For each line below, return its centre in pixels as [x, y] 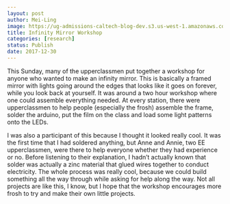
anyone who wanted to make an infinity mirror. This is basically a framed [109, 78]
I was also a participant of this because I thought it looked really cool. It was [114, 135]
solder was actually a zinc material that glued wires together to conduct [108, 164]
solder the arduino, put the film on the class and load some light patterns [110, 114]
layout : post [26, 13]
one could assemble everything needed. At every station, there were [104, 100]
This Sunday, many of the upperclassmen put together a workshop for [106, 71]
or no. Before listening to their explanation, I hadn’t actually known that [107, 157]
